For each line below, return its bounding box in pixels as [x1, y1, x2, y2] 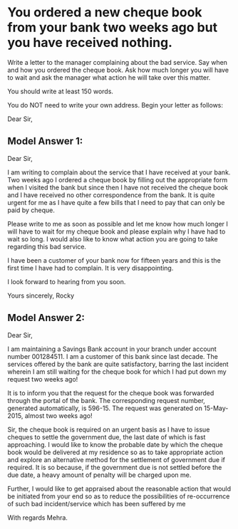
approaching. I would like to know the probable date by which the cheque [7, 440, 223, 449]
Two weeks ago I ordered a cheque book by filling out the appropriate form [7, 175, 228, 184]
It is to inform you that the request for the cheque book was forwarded [7, 389, 214, 397]
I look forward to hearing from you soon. [7, 277, 126, 286]
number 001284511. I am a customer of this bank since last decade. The [7, 352, 219, 360]
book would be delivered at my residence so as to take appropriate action [7, 448, 224, 456]
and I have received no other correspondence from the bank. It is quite [7, 190, 215, 199]
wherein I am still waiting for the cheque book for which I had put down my [7, 367, 227, 376]
